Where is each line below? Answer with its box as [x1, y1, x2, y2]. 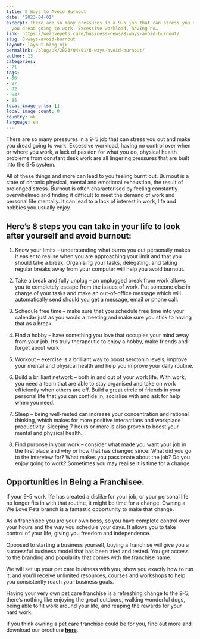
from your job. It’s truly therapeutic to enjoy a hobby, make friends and [14, 337, 188, 345]
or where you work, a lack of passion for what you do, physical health [6, 148, 177, 155]
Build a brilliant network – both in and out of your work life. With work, [14, 373, 186, 381]
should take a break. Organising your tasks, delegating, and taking [14, 259, 177, 266]
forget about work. [14, 344, 61, 351]
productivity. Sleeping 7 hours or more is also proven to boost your [14, 423, 179, 430]
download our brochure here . [6, 626, 79, 634]
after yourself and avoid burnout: [6, 230, 132, 241]
